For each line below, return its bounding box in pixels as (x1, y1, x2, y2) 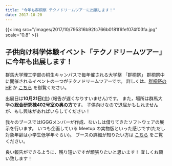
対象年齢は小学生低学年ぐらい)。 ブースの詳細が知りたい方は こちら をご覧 (5, 132, 163, 138)
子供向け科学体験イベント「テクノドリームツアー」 (5, 48, 166, 56)
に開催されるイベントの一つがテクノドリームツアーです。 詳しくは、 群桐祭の (5, 78, 167, 84)
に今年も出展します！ (5, 57, 73, 66)
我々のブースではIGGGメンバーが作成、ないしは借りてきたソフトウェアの (5, 119, 160, 125)
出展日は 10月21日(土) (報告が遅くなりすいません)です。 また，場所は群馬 (5, 96, 158, 102)
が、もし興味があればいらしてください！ (5, 108, 91, 114)
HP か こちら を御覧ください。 (5, 85, 70, 91)
